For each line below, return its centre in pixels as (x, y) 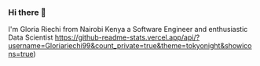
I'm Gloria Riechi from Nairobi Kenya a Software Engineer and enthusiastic (128, 30)
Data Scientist (31, 37)
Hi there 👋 (27, 12)
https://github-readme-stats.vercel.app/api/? (127, 37)
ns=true (21, 54)
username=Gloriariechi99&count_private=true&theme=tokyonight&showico (130, 46)
